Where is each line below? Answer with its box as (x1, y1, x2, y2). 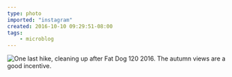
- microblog (19, 36, 54, 43)
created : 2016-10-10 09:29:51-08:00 (7, 23, 113, 30)
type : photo (7, 10, 42, 17)
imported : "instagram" (7, 16, 73, 23)
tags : (7, 29, 23, 36)
